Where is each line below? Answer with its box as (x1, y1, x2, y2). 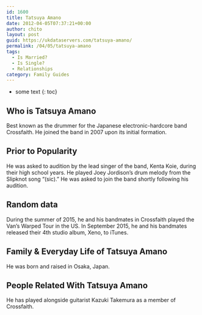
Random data (6, 200, 58, 210)
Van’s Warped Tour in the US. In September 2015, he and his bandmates (6, 222, 187, 230)
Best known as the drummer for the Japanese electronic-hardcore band (6, 122, 187, 129)
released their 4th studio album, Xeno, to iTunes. (6, 228, 129, 236)
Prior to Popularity (6, 146, 78, 156)
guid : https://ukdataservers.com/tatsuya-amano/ (6, 37, 132, 43)
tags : (6, 49, 20, 55)
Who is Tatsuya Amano (6, 106, 96, 116)
